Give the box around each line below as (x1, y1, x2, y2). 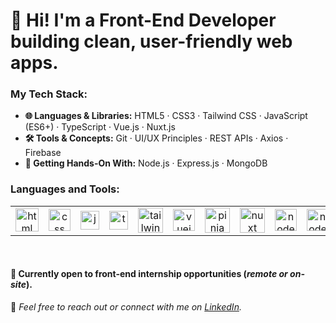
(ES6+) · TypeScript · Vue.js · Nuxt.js (24, 121, 176, 133)
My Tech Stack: (10, 87, 88, 101)
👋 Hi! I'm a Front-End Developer (10, 9, 277, 32)
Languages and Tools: (10, 182, 120, 196)
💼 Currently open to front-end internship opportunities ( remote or (10, 268, 288, 280)
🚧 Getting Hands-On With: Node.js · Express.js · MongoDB (24, 157, 268, 169)
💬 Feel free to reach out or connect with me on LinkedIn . (10, 300, 242, 313)
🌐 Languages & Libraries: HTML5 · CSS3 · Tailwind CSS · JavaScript (24, 110, 308, 122)
